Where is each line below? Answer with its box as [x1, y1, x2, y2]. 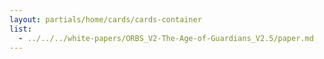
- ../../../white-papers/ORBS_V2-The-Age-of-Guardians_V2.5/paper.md [18, 33, 314, 43]
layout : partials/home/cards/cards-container [9, 14, 202, 25]
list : [9, 24, 32, 34]
